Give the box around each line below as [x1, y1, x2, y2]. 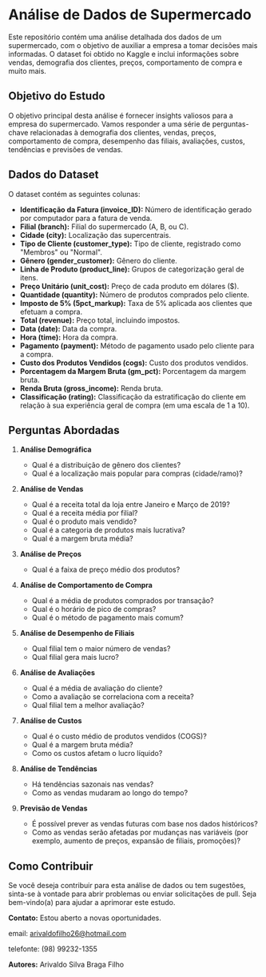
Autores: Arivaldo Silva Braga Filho [8, 959, 125, 970]
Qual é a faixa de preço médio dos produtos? [31, 565, 181, 574]
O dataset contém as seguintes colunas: [8, 189, 141, 199]
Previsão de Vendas [19, 803, 88, 814]
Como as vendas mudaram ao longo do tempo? [31, 788, 189, 798]
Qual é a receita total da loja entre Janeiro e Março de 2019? [31, 500, 230, 509]
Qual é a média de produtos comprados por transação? [31, 596, 214, 605]
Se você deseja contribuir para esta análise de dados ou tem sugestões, [8, 881, 246, 891]
